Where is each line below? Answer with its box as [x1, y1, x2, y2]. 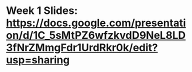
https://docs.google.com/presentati [6, 16, 186, 30]
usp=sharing [6, 53, 70, 67]
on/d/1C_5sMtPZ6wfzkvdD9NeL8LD [6, 29, 186, 42]
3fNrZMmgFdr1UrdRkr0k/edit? [6, 41, 158, 55]
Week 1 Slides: [6, 4, 78, 17]
